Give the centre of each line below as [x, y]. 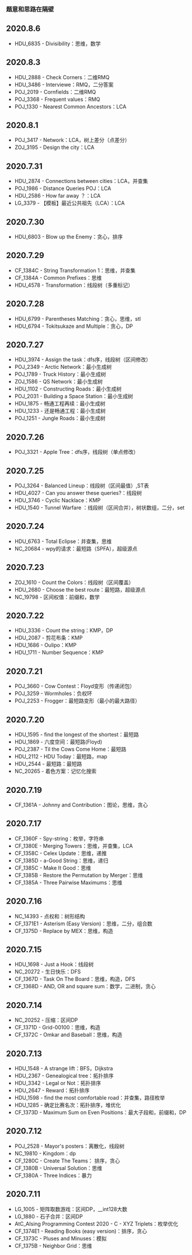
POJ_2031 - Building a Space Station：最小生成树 [74, 396]
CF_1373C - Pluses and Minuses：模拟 [60, 1238]
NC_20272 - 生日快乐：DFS [48, 972]
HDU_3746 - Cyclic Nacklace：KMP [57, 500]
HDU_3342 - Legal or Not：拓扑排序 [57, 1083]
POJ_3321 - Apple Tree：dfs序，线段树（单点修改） [76, 452]
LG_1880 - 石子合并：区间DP [48, 1216]
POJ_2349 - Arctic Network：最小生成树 [63, 367]
